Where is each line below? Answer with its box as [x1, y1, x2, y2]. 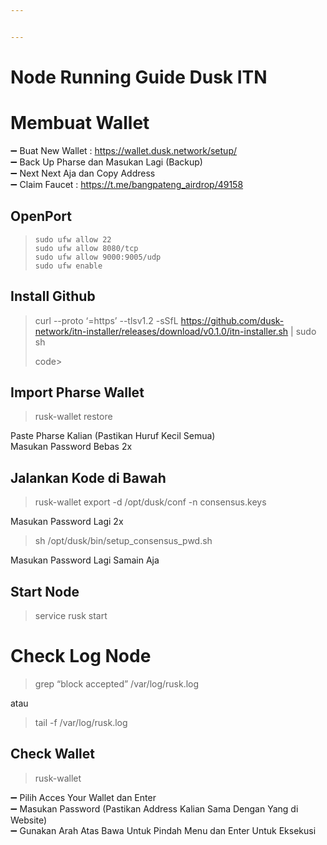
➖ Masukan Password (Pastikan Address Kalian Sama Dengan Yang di [10, 802, 299, 815]
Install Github [10, 288, 96, 305]
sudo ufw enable [34, 261, 103, 271]
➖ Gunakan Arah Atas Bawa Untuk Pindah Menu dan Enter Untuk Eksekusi [10, 824, 317, 836]
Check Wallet [10, 746, 95, 763]
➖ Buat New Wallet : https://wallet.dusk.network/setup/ [10, 144, 237, 156]
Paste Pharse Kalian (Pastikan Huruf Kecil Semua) [10, 430, 216, 442]
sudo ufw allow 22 [34, 234, 112, 245]
